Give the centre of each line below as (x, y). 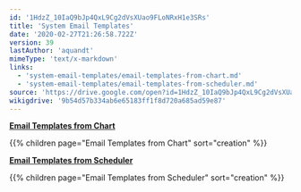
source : (24, 92)
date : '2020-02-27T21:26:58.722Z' (74, 34)
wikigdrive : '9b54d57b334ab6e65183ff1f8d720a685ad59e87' (118, 100)
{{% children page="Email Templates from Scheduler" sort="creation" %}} (147, 178)
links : (21, 68)
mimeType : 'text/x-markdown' (64, 59)
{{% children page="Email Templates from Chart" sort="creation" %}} (138, 143)
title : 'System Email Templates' (72, 26)
